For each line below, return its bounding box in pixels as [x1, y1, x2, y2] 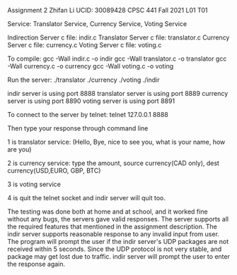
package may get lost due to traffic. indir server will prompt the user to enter [7, 252, 230, 260]
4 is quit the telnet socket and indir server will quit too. [7, 194, 166, 202]
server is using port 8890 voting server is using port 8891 [7, 97, 175, 105]
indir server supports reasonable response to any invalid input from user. [7, 230, 219, 238]
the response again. [7, 260, 66, 268]
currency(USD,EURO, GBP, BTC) [7, 166, 101, 175]
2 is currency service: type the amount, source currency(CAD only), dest [7, 159, 219, 167]
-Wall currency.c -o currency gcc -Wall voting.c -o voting [7, 62, 174, 70]
